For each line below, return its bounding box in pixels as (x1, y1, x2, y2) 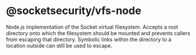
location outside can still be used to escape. (6, 42, 113, 49)
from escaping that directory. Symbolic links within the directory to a (6, 36, 172, 43)
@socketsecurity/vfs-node (6, 4, 142, 18)
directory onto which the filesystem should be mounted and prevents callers (6, 29, 191, 36)
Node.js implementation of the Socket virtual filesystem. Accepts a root (6, 23, 178, 30)
